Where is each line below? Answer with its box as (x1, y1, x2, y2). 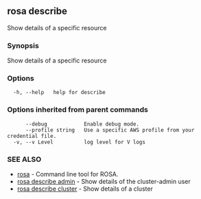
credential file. (7, 132, 57, 139)
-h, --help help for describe (13, 89, 106, 96)
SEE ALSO (7, 154, 42, 164)
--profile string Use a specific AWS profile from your (25, 126, 195, 133)
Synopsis (7, 40, 39, 50)
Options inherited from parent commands (7, 105, 149, 115)
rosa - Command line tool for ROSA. (16, 170, 119, 178)
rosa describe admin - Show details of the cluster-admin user (16, 178, 191, 185)
